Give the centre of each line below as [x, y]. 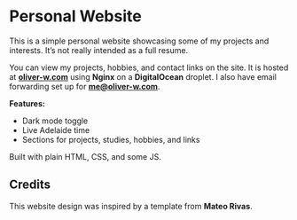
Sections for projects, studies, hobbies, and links [111, 139]
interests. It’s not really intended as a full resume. [99, 50]
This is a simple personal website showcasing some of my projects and [139, 41]
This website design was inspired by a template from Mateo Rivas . [131, 206]
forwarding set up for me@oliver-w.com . [85, 86]
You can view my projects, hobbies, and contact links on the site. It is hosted [149, 67]
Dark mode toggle [55, 121]
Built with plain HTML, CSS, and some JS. [85, 156]
